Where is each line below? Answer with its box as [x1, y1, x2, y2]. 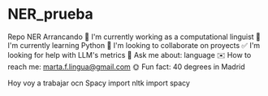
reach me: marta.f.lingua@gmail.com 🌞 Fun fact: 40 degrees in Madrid [7, 62, 245, 72]
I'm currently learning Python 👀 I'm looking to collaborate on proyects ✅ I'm [7, 40, 261, 50]
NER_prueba [7, 5, 94, 24]
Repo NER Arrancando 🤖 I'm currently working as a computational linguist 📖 [7, 32, 262, 41]
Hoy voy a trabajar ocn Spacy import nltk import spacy [7, 78, 190, 88]
